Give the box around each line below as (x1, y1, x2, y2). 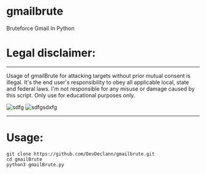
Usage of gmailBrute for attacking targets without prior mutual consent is (6, 72, 191, 79)
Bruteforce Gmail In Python (6, 25, 75, 32)
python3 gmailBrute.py (6, 161, 64, 168)
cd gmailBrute (6, 156, 43, 162)
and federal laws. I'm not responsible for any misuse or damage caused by (6, 85, 195, 93)
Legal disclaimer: (6, 46, 96, 60)
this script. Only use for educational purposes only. (6, 91, 135, 99)
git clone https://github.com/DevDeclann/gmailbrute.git (6, 151, 155, 157)
